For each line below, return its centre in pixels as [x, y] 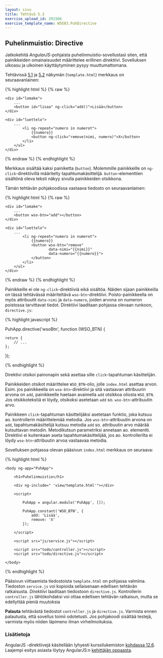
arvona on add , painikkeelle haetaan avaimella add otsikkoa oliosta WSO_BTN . [80, 395]
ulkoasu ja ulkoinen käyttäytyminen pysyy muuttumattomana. [66, 65]
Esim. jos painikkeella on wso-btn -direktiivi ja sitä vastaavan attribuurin [75, 389]
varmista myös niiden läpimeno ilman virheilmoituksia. [59, 622]
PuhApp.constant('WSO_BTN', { [53, 511]
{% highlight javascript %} [31, 320]
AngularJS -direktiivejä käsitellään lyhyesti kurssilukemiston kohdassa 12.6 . [80, 645]
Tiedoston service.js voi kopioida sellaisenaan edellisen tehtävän [71, 586]
